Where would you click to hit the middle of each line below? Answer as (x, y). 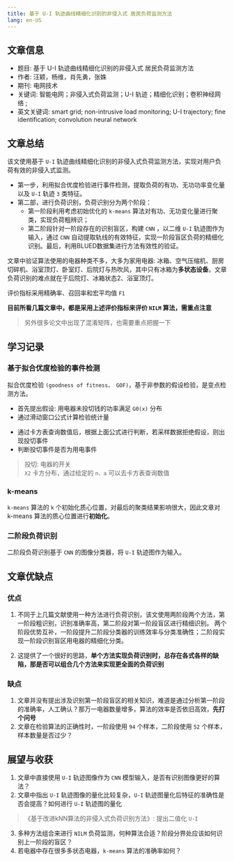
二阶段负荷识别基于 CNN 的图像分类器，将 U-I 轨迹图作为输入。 (96, 552)
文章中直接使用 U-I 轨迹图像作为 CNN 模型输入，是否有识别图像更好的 (116, 777)
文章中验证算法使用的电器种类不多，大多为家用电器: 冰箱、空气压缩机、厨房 (116, 261)
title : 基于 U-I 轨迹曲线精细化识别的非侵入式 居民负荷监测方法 (90, 14)
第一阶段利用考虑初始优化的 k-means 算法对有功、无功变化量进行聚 (123, 211)
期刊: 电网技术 (37, 86)
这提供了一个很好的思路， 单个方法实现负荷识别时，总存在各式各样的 (115, 655)
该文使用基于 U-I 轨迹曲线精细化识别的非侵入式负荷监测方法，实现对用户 (111, 162)
